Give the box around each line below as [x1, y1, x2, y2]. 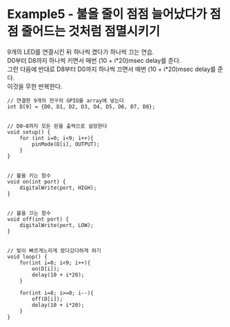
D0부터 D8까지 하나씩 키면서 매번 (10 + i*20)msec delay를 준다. [7, 56, 181, 64]
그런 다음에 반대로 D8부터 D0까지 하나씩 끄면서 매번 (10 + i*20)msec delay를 [7, 65, 216, 73]
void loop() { [7, 253, 48, 260]
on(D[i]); [32, 265, 60, 272]
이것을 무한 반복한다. [7, 82, 63, 90]
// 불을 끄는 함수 [7, 210, 52, 217]
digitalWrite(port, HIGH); [19, 184, 97, 191]
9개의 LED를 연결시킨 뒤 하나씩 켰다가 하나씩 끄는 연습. [7, 48, 155, 56]
